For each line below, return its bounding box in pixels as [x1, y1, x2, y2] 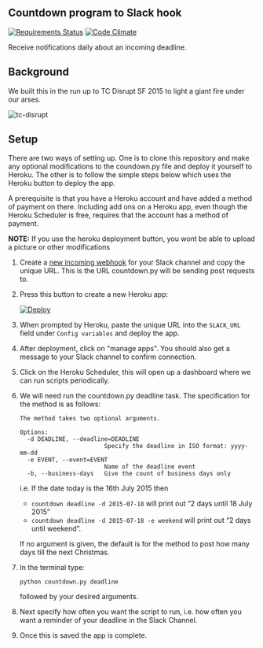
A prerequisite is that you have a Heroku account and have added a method [8, 194, 253, 203]
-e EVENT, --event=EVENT [27, 456, 108, 464]
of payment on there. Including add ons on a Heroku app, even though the [8, 202, 248, 212]
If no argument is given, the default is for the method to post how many [19, 539, 250, 549]
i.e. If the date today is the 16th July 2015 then [19, 483, 169, 493]
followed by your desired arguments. [19, 592, 139, 602]
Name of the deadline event [104, 463, 196, 471]
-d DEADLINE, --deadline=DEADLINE [27, 435, 140, 443]
